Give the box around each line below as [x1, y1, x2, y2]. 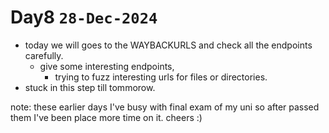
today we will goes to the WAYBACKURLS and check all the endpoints [24, 39, 313, 51]
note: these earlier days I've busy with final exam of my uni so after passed [10, 101, 320, 113]
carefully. [24, 49, 64, 61]
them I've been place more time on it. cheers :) [10, 111, 203, 123]
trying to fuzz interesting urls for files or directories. [54, 71, 268, 83]
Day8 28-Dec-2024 [10, 6, 158, 29]
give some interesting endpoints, [39, 60, 175, 72]
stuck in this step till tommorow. [24, 81, 156, 93]
